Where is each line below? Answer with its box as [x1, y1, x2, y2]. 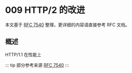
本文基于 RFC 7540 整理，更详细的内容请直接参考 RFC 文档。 [5, 22, 130, 28]
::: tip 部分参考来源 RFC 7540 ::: [5, 62, 69, 68]
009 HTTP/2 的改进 [5, 4, 86, 16]
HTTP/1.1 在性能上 [5, 51, 42, 57]
